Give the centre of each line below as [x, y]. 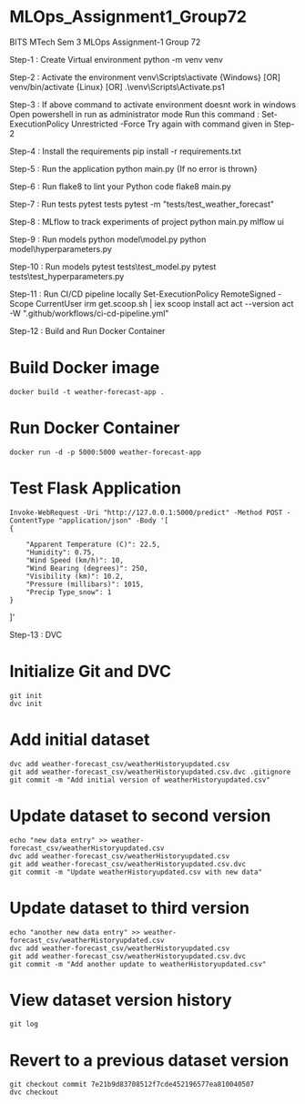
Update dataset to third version [130, 908]
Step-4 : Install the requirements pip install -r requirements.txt [125, 151]
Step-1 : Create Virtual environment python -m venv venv [116, 59]
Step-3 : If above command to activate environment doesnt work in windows [153, 104]
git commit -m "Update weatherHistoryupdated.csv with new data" [136, 872]
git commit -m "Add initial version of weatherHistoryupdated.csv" [140, 780]
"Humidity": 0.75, [61, 552]
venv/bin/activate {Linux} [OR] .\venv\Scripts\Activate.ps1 [117, 86]
